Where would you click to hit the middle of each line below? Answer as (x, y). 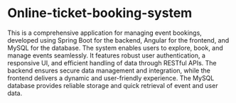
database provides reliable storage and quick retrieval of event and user (113, 85)
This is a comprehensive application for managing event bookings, (105, 33)
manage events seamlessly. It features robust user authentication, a (107, 55)
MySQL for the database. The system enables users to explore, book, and (116, 48)
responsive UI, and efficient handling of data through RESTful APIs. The (112, 63)
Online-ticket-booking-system (100, 13)
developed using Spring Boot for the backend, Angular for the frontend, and (118, 40)
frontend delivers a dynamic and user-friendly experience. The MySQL (111, 78)
